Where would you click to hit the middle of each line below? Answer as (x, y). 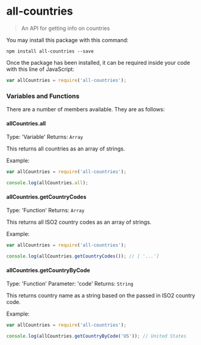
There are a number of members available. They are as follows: (86, 109)
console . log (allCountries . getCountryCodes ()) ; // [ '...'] (83, 256)
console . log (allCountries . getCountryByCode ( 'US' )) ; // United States (97, 336)
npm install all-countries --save (50, 51)
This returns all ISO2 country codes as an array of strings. (79, 222)
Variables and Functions (43, 96)
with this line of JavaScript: (41, 69)
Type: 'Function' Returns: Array (45, 210)
